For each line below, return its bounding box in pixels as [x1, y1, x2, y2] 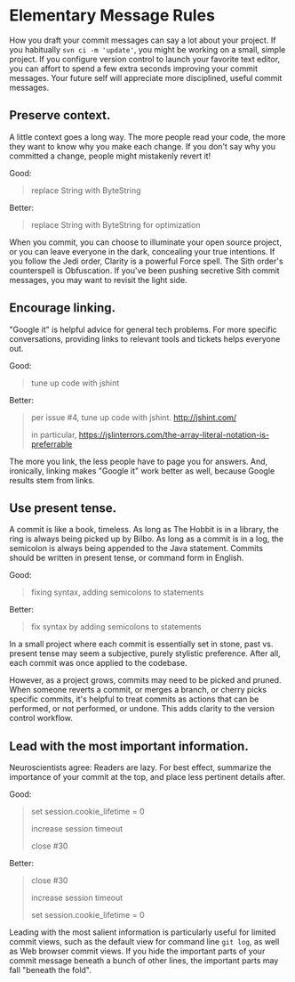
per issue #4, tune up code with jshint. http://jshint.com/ [30, 411, 237, 423]
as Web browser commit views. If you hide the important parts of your [9, 945, 266, 957]
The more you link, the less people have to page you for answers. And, [9, 456, 268, 467]
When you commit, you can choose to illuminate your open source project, [9, 237, 283, 248]
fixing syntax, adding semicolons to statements [30, 587, 204, 597]
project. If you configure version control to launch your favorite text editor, [9, 53, 281, 64]
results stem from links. [9, 475, 95, 485]
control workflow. [9, 713, 73, 724]
